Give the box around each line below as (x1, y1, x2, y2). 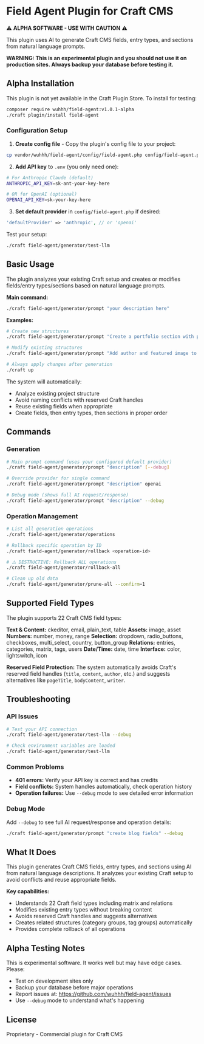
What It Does (6, 847, 56, 857)
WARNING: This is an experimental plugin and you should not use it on (6, 54, 187, 61)
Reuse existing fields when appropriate (15, 402, 113, 410)
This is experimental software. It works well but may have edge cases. (6, 959, 182, 967)
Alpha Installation (6, 78, 75, 89)
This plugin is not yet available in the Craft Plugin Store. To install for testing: (6, 94, 197, 101)
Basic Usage (6, 259, 55, 270)
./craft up (6, 366, 34, 373)
